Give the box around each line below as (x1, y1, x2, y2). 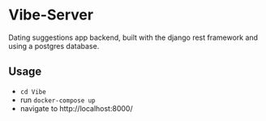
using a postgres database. (8, 41, 100, 50)
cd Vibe (19, 88, 46, 96)
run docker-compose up (19, 95, 96, 105)
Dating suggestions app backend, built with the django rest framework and (8, 32, 258, 42)
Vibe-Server (8, 6, 94, 24)
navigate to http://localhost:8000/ (19, 103, 133, 113)
